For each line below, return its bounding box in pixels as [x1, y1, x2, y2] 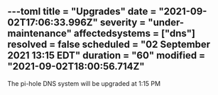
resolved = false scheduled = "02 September [7, 39, 211, 51]
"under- [148, 17, 185, 29]
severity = [99, 17, 146, 29]
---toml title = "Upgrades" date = [7, 6, 157, 18]
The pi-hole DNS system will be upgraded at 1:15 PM [7, 79, 161, 87]
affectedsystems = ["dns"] [73, 27, 195, 39]
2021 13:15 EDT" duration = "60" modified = [7, 49, 206, 62]
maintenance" [7, 27, 72, 39]
